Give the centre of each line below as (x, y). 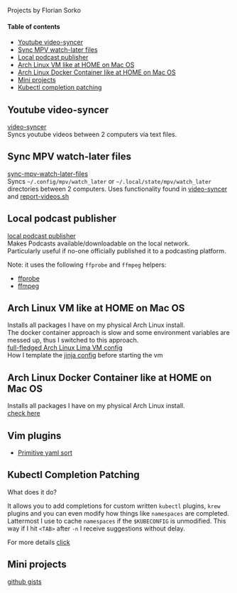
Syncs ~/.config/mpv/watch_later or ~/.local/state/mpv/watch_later (109, 181)
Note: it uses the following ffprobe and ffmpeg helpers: (87, 265)
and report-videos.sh (38, 196)
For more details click (39, 542)
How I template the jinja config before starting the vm (85, 355)
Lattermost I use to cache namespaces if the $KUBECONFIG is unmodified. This (117, 521)
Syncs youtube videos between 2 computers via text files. (92, 135)
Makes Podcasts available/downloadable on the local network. (99, 243)
